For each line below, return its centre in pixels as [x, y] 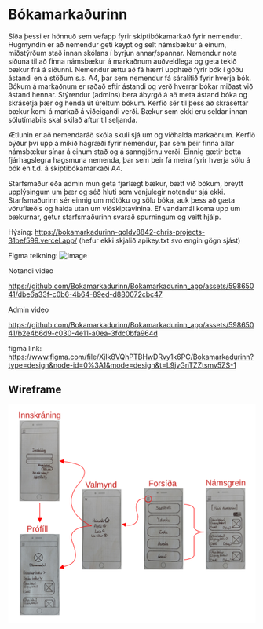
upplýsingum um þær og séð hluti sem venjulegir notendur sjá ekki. [117, 192]
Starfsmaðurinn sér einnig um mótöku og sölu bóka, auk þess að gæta [122, 200]
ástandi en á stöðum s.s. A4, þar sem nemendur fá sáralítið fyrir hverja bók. [130, 78]
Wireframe [35, 390]
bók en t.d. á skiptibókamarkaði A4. [66, 168]
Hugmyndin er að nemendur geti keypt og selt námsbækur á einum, [117, 44]
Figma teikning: [33, 255]
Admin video [29, 309]
